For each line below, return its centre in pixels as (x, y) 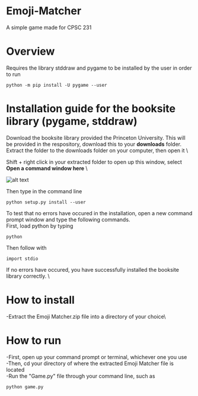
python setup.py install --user (46, 202)
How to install (41, 300)
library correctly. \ (28, 276)
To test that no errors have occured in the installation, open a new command (99, 213)
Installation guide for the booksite (91, 109)
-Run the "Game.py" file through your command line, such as (81, 376)
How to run (34, 340)
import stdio (22, 259)
